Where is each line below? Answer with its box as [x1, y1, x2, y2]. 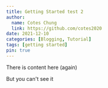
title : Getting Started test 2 [6, 8, 84, 15]
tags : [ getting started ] [6, 42, 68, 48]
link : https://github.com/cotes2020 [11, 25, 102, 32]
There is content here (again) [6, 64, 78, 71]
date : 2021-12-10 [6, 31, 49, 37]
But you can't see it [6, 75, 53, 82]
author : [6, 14, 26, 20]
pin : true [6, 48, 31, 54]
